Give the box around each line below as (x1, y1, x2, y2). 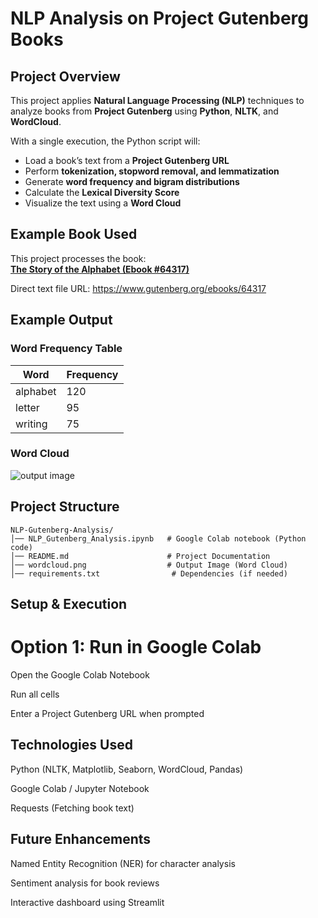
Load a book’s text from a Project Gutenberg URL (24, 155, 230, 166)
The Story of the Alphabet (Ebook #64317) (10, 263, 190, 275)
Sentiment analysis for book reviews (10, 877, 160, 889)
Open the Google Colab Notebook (10, 668, 150, 681)
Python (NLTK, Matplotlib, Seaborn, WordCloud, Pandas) (10, 763, 244, 775)
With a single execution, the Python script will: (10, 135, 201, 147)
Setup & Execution (10, 596, 128, 612)
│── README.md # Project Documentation (10, 551, 271, 561)
